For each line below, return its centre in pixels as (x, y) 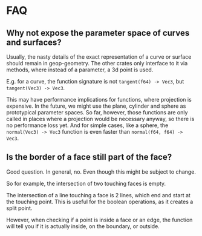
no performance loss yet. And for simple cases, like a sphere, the (87, 125)
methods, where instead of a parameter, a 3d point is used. (80, 70)
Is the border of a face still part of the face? (89, 157)
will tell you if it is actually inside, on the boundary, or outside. (83, 226)
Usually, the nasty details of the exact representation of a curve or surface (99, 57)
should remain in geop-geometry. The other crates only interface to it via (97, 63)
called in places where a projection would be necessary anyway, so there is (100, 119)
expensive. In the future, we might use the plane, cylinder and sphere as (96, 106)
